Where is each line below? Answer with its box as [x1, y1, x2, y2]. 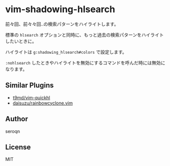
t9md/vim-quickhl [12, 94, 50, 101]
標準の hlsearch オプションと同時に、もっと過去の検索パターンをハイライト [5, 31, 164, 38]
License [5, 143, 31, 151]
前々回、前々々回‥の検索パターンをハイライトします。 [5, 21, 119, 27]
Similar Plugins [5, 81, 54, 90]
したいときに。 [5, 38, 37, 44]
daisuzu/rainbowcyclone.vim [12, 100, 73, 106]
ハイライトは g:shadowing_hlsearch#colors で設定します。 [5, 49, 127, 55]
